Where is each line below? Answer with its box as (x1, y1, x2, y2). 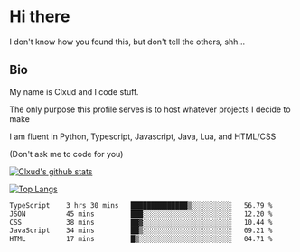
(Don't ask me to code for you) (9, 148, 124, 159)
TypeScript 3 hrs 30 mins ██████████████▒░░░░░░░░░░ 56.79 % (9, 201, 273, 210)
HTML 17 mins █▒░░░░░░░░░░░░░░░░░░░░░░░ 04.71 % (9, 235, 273, 244)
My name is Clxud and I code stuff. (9, 86, 139, 97)
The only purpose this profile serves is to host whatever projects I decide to (9, 104, 291, 115)
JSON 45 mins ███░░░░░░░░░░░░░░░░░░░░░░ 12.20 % (9, 210, 273, 219)
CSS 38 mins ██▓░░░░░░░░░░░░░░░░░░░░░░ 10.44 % (9, 218, 273, 227)
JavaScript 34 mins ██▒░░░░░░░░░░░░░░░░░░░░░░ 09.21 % (9, 226, 273, 236)
